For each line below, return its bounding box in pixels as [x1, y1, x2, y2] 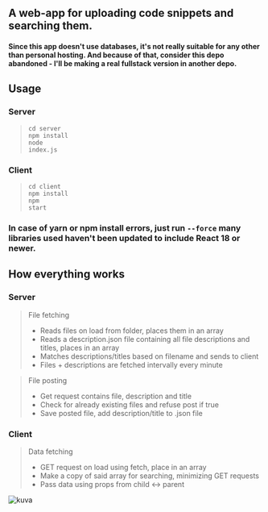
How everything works [8, 268, 125, 281]
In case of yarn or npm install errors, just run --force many [8, 222, 241, 233]
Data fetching [27, 447, 74, 456]
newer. [8, 242, 36, 253]
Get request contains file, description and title [39, 391, 192, 401]
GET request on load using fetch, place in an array [39, 462, 207, 472]
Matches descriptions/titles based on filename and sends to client [39, 351, 259, 361]
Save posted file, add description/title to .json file [39, 408, 203, 418]
